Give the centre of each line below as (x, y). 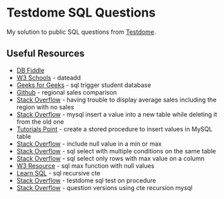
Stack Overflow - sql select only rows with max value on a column (110, 158)
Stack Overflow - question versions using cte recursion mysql (104, 187)
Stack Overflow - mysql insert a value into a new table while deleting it (117, 114)
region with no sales (45, 107)
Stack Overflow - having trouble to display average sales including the (116, 99)
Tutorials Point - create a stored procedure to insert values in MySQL (114, 129)
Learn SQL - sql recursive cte (58, 173)
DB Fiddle (30, 70)
